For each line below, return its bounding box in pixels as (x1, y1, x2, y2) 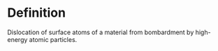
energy (7, 35, 28, 43)
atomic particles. (29, 35, 78, 43)
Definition (7, 5, 66, 21)
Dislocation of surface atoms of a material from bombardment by (7, 28, 194, 36)
